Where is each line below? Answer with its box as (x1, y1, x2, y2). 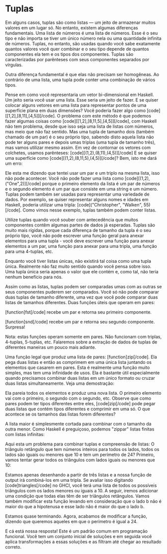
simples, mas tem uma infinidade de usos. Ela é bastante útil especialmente (5, 369, 160, 376)
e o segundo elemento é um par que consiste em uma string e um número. (5, 186, 158, 192)
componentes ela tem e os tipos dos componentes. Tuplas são (5, 51, 134, 57)
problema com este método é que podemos (61, 112, 152, 118)
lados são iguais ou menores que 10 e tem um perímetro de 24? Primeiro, (5, 451, 155, 457)
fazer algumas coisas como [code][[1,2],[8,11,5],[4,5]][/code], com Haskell (5, 118, 157, 124)
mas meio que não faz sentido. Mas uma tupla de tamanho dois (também (5, 128, 155, 134)
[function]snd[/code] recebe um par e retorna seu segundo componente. (5, 319, 155, 325)
